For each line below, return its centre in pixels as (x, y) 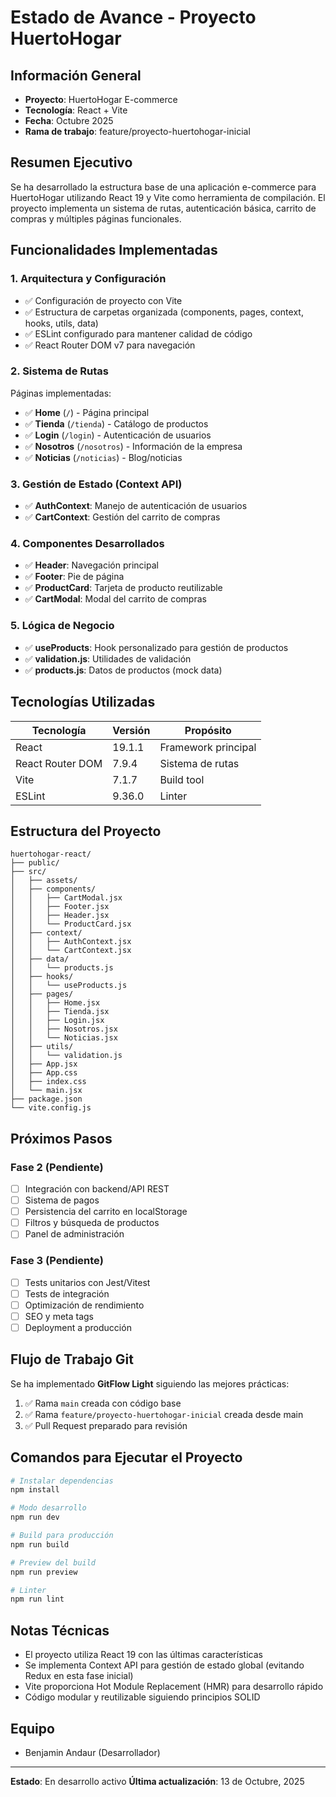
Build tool (182, 779)
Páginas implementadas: (61, 393)
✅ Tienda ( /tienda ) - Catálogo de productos (116, 423)
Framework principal (208, 747)
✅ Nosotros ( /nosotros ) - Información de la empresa (133, 446)
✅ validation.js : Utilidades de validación (108, 658)
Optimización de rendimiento (84, 1305)
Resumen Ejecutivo (71, 162)
